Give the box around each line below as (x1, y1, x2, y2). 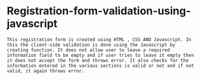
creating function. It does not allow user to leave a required (7, 47, 170, 53)
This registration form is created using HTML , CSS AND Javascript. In (7, 36, 192, 42)
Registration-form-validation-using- (7, 4, 192, 18)
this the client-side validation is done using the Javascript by (7, 42, 176, 48)
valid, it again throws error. (7, 67, 85, 74)
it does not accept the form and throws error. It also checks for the (7, 57, 189, 63)
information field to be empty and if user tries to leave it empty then (7, 52, 195, 58)
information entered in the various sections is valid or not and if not (7, 63, 195, 69)
